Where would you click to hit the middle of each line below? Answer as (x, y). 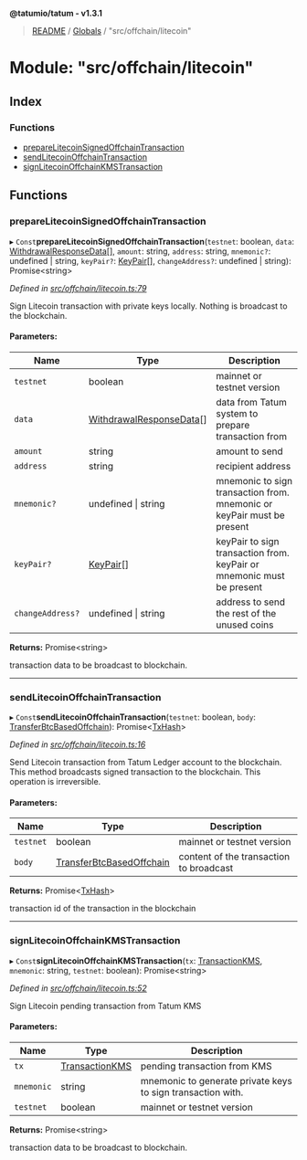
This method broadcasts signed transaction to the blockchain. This (135, 772)
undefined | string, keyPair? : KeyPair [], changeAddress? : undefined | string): (150, 260)
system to (237, 413)
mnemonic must (250, 575)
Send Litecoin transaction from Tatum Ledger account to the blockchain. (146, 763)
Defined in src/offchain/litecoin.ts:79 (78, 288)
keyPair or (238, 564)
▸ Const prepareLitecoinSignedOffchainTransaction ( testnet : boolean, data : (152, 241)
